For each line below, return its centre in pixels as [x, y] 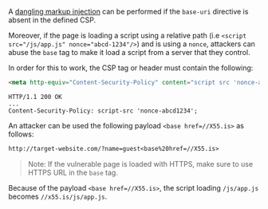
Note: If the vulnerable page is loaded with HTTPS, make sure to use [140, 164]
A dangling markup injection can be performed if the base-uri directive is [128, 12]
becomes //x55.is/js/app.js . [58, 196]
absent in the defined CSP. [52, 20]
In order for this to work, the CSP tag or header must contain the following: [131, 68]
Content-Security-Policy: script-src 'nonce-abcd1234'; [103, 111]
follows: [21, 134]
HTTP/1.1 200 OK [35, 97]
